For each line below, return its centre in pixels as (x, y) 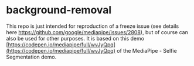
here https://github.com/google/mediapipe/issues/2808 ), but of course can (97, 32)
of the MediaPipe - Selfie (147, 50)
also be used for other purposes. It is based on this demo (75, 38)
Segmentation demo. (31, 57)
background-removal (59, 10)
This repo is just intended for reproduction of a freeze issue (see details (93, 26)
